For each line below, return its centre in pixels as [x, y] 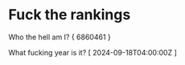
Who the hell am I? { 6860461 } [60, 37]
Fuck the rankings [70, 15]
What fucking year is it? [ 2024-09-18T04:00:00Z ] [92, 52]
